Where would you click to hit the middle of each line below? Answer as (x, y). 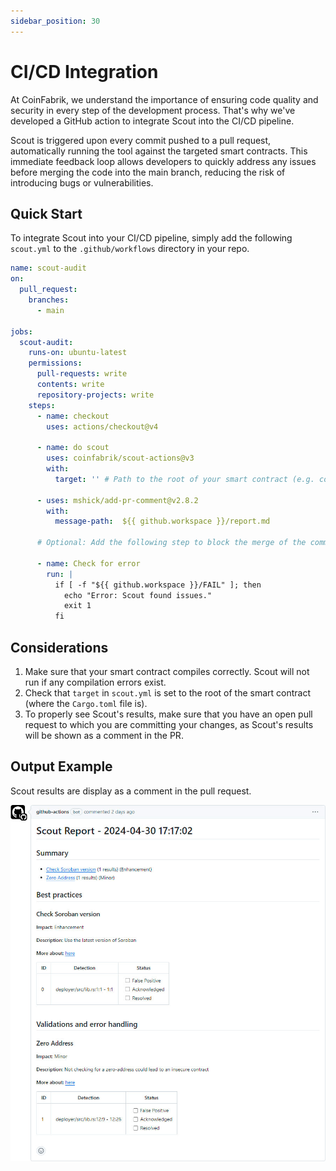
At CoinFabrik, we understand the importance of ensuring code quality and (164, 99)
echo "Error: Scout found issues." (138, 595)
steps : (42, 405)
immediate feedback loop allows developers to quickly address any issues (163, 161)
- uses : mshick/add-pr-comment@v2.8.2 (117, 500)
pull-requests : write (82, 374)
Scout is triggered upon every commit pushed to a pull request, (141, 140)
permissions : (55, 363)
